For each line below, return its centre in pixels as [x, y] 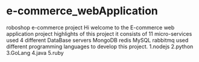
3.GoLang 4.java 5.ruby [35, 52]
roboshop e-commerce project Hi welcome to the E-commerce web [90, 27]
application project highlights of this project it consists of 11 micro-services [99, 33]
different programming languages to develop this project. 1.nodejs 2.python [100, 46]
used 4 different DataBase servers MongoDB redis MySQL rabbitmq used [97, 40]
